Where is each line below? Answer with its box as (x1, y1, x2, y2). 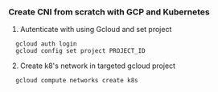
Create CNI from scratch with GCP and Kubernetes (8, 6, 211, 18)
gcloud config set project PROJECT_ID (15, 47, 146, 55)
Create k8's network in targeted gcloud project (19, 61, 175, 70)
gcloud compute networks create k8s (15, 77, 138, 85)
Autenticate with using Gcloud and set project (19, 25, 172, 34)
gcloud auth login (15, 40, 78, 48)
